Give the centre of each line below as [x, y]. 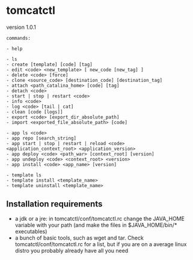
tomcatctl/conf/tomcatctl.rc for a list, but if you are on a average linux [101, 244]
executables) [31, 231]
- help [14, 49]
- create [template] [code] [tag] [50, 64]
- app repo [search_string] [41, 138]
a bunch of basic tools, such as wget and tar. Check [79, 238]
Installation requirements [54, 204]
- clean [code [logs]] [35, 112]
